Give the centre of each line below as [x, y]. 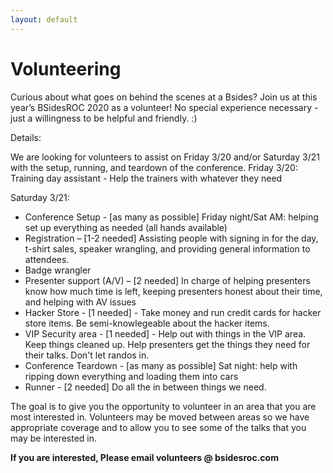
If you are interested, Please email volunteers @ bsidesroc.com [144, 457]
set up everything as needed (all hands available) [126, 227]
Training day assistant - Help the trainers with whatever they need [146, 178]
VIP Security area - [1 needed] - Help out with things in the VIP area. [165, 333]
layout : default [44, 19]
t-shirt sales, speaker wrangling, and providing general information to [167, 248]
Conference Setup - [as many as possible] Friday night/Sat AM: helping [171, 217]
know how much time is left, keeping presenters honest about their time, [173, 291]
